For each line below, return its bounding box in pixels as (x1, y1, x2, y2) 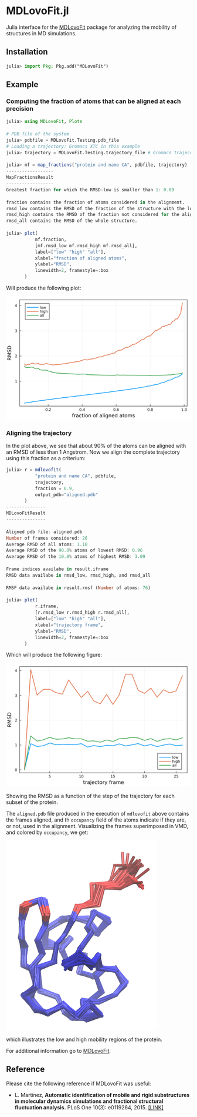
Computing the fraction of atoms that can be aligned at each (6, 97, 181, 105)
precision (6, 104, 34, 112)
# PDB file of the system (6, 131, 69, 137)
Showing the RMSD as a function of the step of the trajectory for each (6, 793, 175, 800)
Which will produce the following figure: (6, 651, 103, 659)
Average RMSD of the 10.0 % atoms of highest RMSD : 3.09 (6, 554, 145, 560)
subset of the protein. (6, 799, 59, 806)
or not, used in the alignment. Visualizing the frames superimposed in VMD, (6, 823, 189, 830)
